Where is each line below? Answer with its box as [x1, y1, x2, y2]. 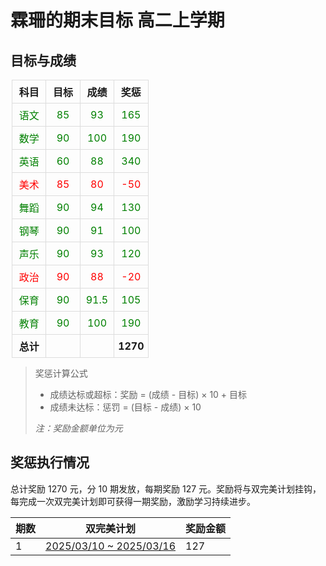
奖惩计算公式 [34, 367, 88, 379]
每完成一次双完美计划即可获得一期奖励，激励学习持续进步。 [10, 495, 256, 507]
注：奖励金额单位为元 [34, 422, 123, 434]
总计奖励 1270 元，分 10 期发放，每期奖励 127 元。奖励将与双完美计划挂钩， [10, 482, 322, 495]
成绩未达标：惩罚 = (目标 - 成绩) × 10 [49, 401, 202, 413]
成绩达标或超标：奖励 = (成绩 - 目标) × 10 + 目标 [49, 389, 248, 400]
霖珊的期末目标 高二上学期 [10, 9, 225, 32]
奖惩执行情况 [10, 454, 90, 471]
